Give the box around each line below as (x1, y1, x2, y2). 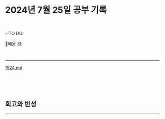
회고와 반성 (5, 100, 37, 108)
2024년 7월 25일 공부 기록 (5, 4, 107, 16)
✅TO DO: (5, 30, 24, 36)
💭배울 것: (5, 41, 23, 47)
